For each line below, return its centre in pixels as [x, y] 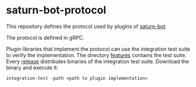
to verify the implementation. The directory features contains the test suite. [97, 55]
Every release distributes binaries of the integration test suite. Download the [98, 61]
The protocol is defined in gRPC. [45, 37]
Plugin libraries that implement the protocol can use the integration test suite [98, 49]
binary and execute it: [32, 67]
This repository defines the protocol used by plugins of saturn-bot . [87, 26]
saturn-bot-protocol [56, 10]
